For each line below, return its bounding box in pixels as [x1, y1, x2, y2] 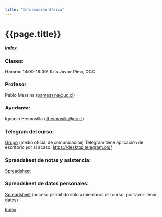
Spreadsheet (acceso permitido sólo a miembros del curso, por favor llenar [5, 191, 157, 197]
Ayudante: [5, 105, 31, 111]
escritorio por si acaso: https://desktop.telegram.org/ [5, 145, 112, 150]
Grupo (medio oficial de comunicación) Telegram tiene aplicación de [5, 139, 144, 145]
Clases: [5, 57, 24, 64]
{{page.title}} [5, 28, 61, 39]
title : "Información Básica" [5, 7, 65, 12]
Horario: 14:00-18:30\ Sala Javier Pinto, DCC [5, 69, 95, 74]
